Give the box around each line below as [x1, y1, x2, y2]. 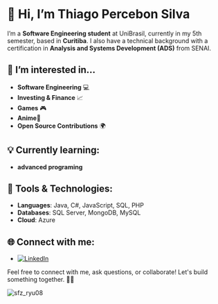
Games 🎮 [17, 103, 47, 112]
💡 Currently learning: [7, 144, 100, 156]
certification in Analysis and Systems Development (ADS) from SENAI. [7, 44, 212, 52]
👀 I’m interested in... [7, 64, 96, 76]
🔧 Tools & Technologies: [7, 183, 113, 194]
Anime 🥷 [17, 114, 42, 122]
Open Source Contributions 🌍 [17, 121, 106, 130]
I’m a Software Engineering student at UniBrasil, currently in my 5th [7, 29, 202, 37]
